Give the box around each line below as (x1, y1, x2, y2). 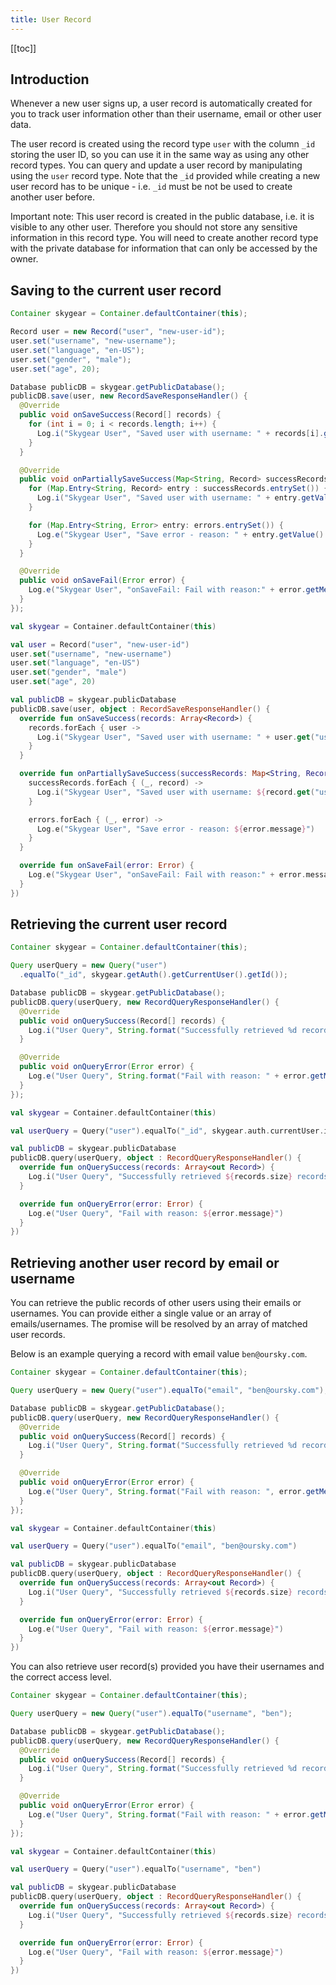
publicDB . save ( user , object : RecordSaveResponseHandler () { (10, 704, 271, 714)
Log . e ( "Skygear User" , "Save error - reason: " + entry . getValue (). (36, 529, 329, 540)
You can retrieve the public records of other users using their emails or (10, 1297, 302, 1309)
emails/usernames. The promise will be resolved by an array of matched (10, 1318, 308, 1330)
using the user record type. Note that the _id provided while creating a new (10, 170, 321, 182)
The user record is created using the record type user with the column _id (10, 138, 316, 150)
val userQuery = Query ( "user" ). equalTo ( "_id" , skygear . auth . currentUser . (10, 1126, 325, 1136)
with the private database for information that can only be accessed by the (10, 242, 318, 255)
